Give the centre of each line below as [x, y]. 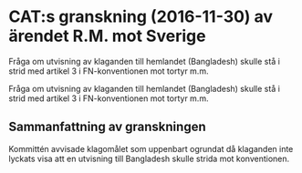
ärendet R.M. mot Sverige [107, 36]
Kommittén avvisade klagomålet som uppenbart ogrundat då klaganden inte [151, 148]
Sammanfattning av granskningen [107, 127]
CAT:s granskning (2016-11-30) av [141, 17]
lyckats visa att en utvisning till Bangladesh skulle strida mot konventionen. [149, 158]
